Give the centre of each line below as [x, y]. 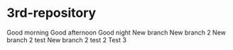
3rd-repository [52, 13]
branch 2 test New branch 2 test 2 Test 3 [67, 39]
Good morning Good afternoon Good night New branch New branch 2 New [116, 32]
